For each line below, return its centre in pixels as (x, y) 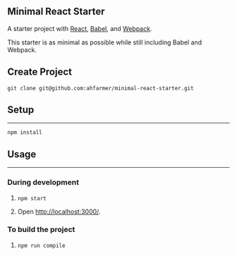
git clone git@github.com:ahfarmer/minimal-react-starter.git (101, 88)
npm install (25, 133)
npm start (32, 198)
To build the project (41, 230)
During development (43, 183)
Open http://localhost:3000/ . (59, 212)
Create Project (40, 72)
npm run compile (41, 245)
